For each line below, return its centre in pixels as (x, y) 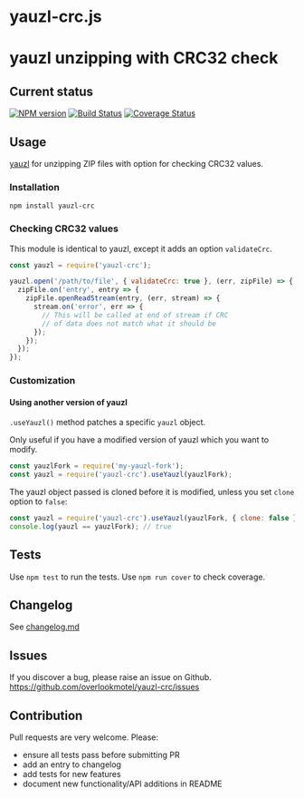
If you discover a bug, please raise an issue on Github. (111, 677)
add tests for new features (71, 774)
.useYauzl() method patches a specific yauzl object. (108, 423)
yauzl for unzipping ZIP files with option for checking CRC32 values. (137, 164)
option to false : (38, 501)
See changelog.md (44, 627)
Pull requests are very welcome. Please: (84, 737)
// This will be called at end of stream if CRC (135, 315)
